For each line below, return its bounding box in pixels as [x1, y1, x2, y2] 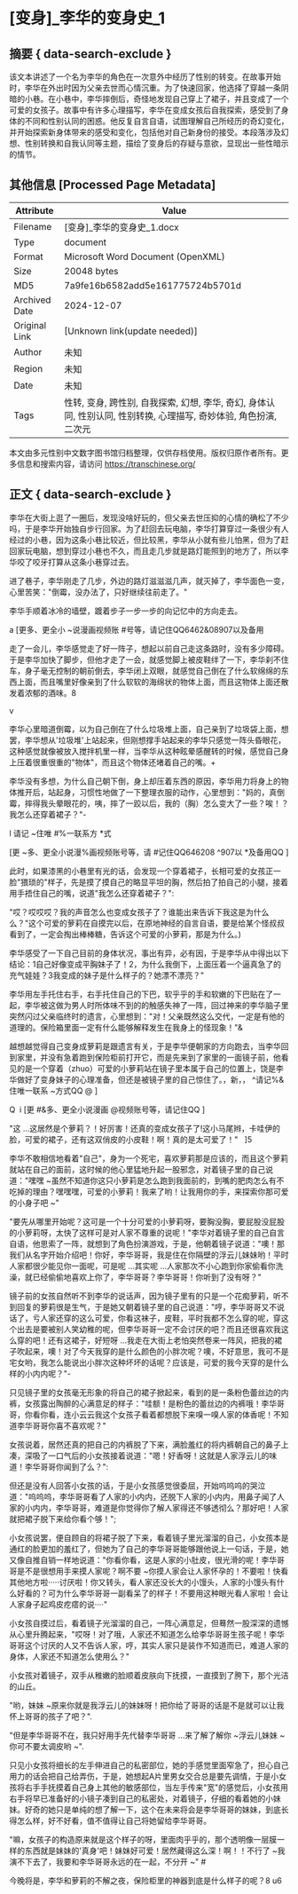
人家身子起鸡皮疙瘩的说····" [9, 1598, 108, 1609]
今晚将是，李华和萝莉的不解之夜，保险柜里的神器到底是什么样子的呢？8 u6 [9, 1874, 282, 1886]
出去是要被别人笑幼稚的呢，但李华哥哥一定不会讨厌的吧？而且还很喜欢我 [16, 1323, 281, 1334]
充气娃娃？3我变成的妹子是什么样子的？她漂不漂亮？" [9, 969, 205, 981]
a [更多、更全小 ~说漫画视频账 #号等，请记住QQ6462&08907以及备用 [9, 624, 264, 635]
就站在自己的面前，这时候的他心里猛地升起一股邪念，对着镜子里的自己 [9, 1164, 266, 1174]
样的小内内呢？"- [9, 1368, 71, 1378]
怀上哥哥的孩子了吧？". [9, 1710, 93, 1722]
